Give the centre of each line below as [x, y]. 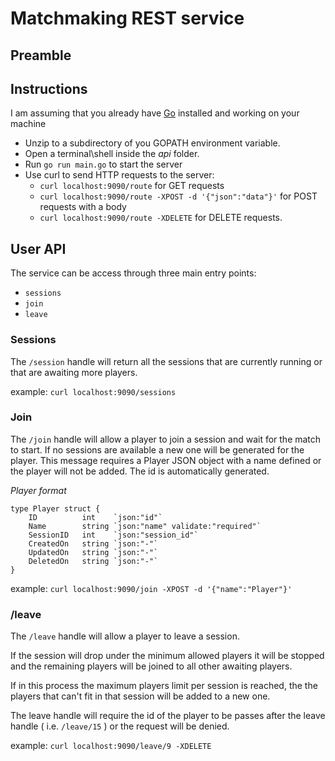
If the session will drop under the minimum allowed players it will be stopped [167, 656]
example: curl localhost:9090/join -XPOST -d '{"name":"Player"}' [151, 588]
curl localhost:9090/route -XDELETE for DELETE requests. [161, 218]
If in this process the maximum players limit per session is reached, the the [164, 686]
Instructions [49, 88]
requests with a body [83, 207]
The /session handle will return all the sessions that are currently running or [166, 361]
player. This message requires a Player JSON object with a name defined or [166, 460]
